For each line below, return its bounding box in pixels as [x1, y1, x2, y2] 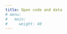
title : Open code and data [5, 7, 62, 12]
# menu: [5, 12, 22, 17]
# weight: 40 [5, 21, 42, 26]
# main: [5, 16, 26, 21]
